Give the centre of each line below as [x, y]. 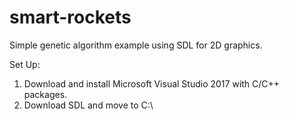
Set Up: [25, 64]
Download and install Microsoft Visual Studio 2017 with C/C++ [152, 83]
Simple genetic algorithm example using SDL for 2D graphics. [136, 45]
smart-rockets [70, 17]
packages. [45, 94]
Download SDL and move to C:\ [88, 105]
